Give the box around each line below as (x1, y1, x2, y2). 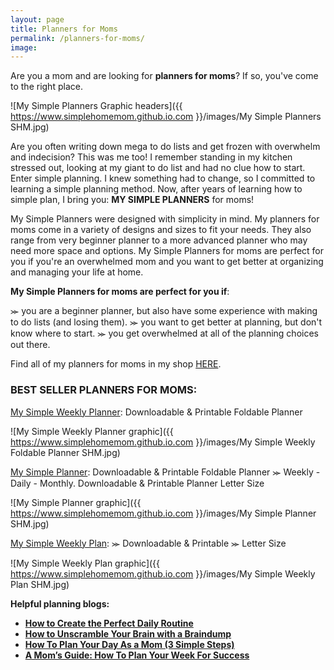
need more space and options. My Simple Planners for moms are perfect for (10, 245, 325, 257)
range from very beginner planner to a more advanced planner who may (10, 234, 308, 246)
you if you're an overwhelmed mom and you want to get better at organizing (10, 256, 324, 268)
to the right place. (10, 81, 83, 93)
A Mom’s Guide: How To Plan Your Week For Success (24, 649, 250, 661)
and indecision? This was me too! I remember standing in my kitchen (10, 151, 293, 163)
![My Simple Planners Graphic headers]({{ (10, 100, 183, 112)
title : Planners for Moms (10, 24, 118, 34)
